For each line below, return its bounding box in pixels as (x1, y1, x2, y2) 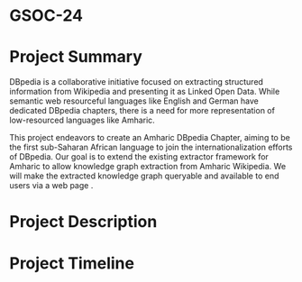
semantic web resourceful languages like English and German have (9, 96, 259, 106)
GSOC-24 (9, 5, 84, 26)
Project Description (9, 212, 158, 232)
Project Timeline (9, 253, 135, 273)
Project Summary (9, 47, 142, 68)
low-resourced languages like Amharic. (9, 114, 155, 126)
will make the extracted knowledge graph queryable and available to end (9, 170, 279, 181)
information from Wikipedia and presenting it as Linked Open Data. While (9, 86, 280, 97)
